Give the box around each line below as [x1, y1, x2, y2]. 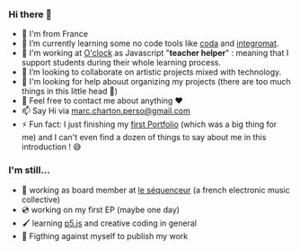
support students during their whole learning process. [21, 58, 222, 68]
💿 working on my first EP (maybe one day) [21, 204, 181, 215]
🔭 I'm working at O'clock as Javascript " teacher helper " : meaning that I [21, 48, 289, 58]
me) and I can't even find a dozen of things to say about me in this [21, 132, 267, 143]
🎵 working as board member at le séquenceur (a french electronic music [21, 184, 290, 195]
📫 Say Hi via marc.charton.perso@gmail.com [21, 105, 190, 116]
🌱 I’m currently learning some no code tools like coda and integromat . [21, 38, 279, 49]
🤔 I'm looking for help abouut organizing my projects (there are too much [21, 76, 291, 87]
